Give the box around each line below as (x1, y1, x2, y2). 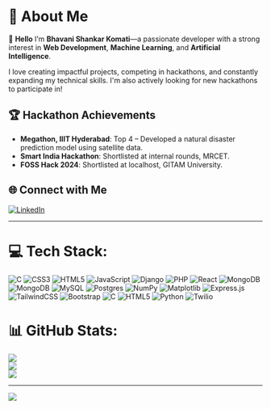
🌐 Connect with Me (8, 183, 107, 197)
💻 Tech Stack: (8, 242, 108, 260)
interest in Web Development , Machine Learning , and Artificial (8, 42, 221, 52)
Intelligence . (8, 51, 51, 61)
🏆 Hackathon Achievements (8, 108, 156, 122)
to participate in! (8, 84, 63, 94)
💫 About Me (8, 7, 89, 26)
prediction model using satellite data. (19, 142, 144, 152)
